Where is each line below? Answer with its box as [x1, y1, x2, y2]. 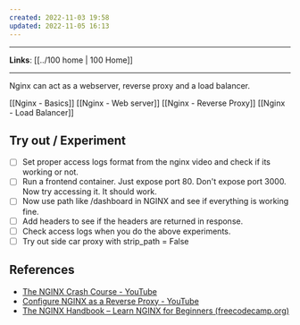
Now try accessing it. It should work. [21, 186, 158, 197]
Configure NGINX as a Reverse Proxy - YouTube [21, 295, 199, 306]
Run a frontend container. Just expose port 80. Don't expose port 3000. [21, 176, 287, 187]
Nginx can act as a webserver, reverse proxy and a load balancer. [9, 80, 251, 90]
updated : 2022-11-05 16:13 [9, 21, 110, 30]
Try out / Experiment [9, 133, 127, 148]
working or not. [21, 167, 79, 177]
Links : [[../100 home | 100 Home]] [9, 55, 134, 65]
